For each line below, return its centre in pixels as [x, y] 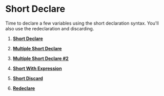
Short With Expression [37, 68]
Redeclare [24, 88]
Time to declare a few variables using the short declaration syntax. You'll [82, 23]
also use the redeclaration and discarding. [50, 28]
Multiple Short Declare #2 [41, 58]
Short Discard [28, 78]
